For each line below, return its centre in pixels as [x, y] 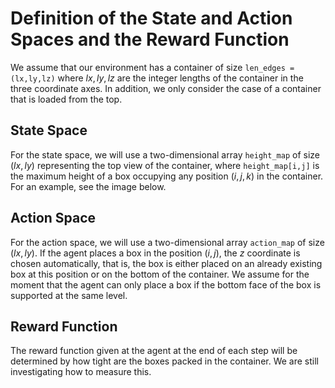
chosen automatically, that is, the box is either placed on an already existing [166, 263]
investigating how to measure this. [81, 372]
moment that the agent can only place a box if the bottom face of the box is [166, 284]
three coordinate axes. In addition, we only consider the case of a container [166, 88]
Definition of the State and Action [151, 18]
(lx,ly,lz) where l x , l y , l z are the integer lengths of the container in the [157, 78]
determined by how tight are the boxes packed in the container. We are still [164, 361]
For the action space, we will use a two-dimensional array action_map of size [167, 242]
